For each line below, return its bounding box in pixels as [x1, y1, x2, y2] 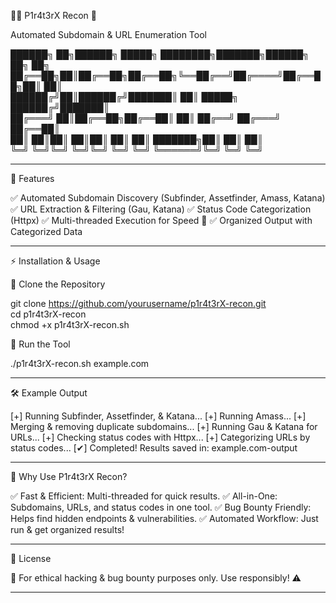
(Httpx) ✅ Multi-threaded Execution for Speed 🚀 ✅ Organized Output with [10, 215, 313, 226]
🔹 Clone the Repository [10, 278, 106, 290]
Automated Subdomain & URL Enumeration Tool [10, 29, 207, 40]
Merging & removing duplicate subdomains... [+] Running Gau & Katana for [10, 421, 318, 432]
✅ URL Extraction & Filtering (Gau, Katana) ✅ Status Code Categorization [10, 203, 312, 215]
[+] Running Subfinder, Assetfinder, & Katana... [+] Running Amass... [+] [10, 410, 307, 422]
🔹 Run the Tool [10, 338, 71, 350]
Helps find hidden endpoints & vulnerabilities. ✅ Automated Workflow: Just [10, 513, 319, 524]
